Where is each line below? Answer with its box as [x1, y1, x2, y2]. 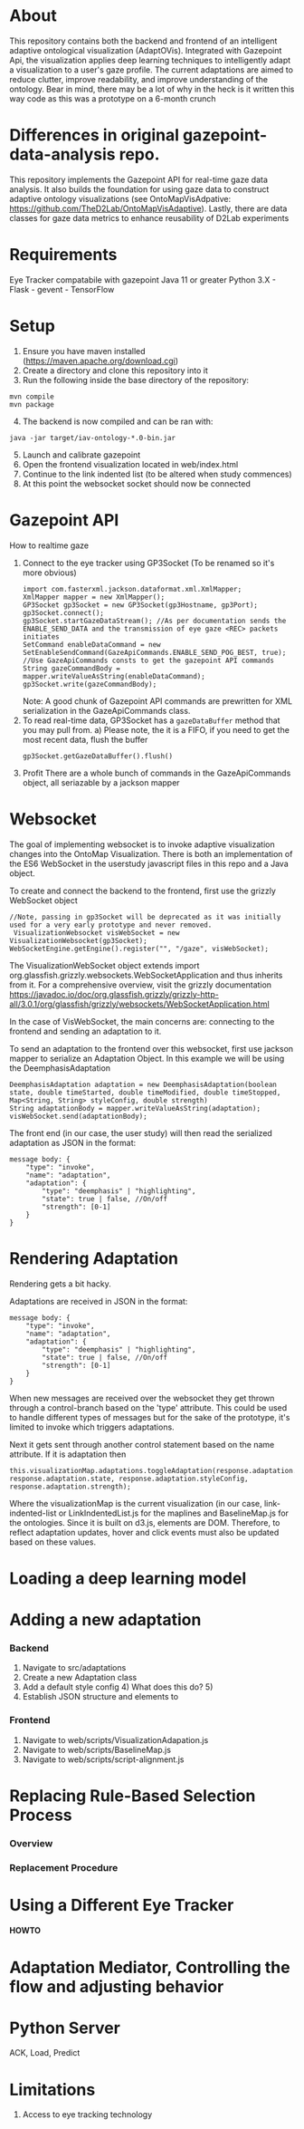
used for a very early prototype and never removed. [9, 920, 213, 930]
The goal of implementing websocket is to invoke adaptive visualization [9, 839, 275, 850]
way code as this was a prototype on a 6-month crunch [9, 92, 216, 104]
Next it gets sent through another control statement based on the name [9, 1439, 275, 1450]
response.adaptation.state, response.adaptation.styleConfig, [9, 1474, 249, 1483]
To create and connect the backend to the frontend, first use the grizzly [9, 885, 276, 896]
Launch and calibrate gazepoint [22, 449, 141, 460]
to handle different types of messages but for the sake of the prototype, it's [9, 1411, 290, 1422]
